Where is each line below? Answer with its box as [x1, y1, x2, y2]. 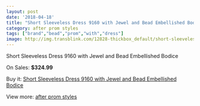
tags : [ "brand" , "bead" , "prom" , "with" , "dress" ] [6, 31, 124, 37]
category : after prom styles [6, 25, 79, 31]
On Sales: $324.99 [6, 64, 54, 71]
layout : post [6, 8, 39, 15]
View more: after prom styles [6, 93, 77, 100]
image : [6, 36, 23, 42]
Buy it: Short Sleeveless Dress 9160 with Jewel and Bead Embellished [6, 75, 177, 82]
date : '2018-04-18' [6, 14, 55, 20]
